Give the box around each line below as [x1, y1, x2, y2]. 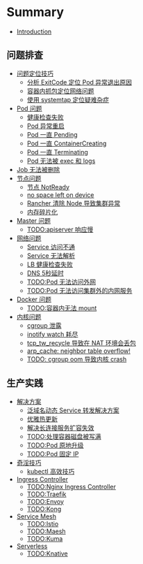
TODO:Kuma [26, 534, 63, 542]
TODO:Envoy [26, 497, 64, 505]
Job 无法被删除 [16, 165, 60, 173]
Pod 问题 [16, 104, 42, 113]
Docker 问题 [16, 295, 52, 303]
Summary [6, 4, 64, 20]
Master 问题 [16, 216, 51, 224]
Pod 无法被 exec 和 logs [26, 157, 96, 165]
